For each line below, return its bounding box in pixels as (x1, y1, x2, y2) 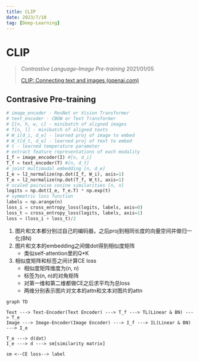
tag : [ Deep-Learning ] (6, 20, 60, 26)
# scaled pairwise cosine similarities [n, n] (6, 182, 124, 188)
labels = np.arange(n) (6, 199, 63, 205)
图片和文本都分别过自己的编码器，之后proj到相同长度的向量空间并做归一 (14, 227, 192, 234)
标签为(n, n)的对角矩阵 (23, 272, 79, 279)
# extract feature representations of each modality (6, 149, 140, 155)
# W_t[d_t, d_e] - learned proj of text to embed (6, 138, 133, 144)
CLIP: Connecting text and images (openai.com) (20, 77, 139, 84)
